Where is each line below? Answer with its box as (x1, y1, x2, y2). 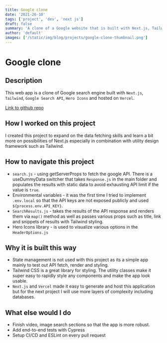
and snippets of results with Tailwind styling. (12, 218, 104, 225)
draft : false (5, 21, 32, 26)
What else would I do (5, 308, 71, 317)
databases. (12, 294, 36, 300)
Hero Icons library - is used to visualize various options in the (12, 224, 138, 230)
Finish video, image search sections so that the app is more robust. (12, 322, 150, 328)
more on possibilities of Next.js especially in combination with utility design (5, 138, 159, 144)
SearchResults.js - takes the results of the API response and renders (12, 208, 154, 214)
